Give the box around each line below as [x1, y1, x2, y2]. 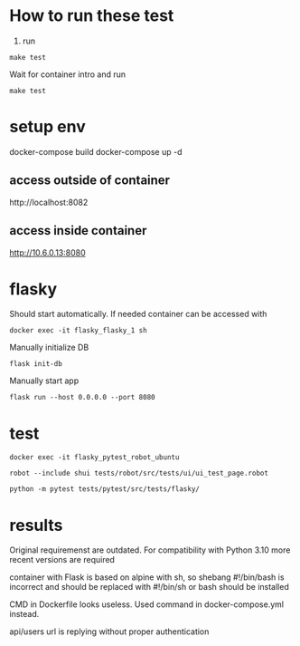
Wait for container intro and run [9, 69, 127, 80]
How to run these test [9, 5, 174, 26]
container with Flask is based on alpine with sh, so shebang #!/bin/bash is [9, 572, 285, 583]
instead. [9, 609, 40, 620]
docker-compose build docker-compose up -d [9, 146, 183, 157]
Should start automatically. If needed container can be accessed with [9, 309, 267, 320]
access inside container [9, 223, 147, 238]
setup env [9, 117, 86, 137]
